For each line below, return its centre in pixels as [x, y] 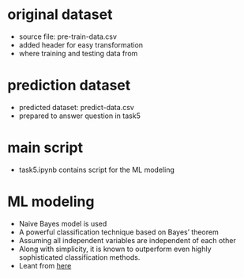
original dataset [60, 15]
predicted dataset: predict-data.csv [77, 107]
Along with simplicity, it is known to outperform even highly [115, 249]
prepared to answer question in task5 [80, 116]
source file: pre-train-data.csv [68, 36]
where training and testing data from [78, 53]
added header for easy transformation [81, 44]
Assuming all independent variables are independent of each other [127, 240]
